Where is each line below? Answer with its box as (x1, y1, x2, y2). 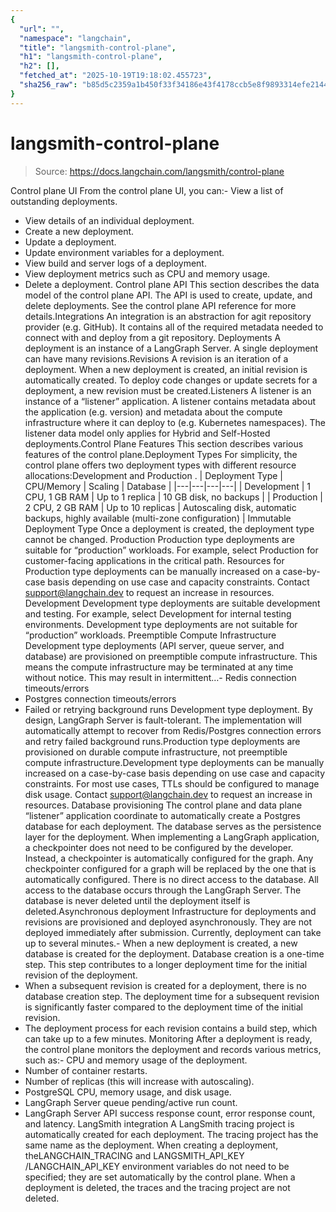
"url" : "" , (19, 24, 65, 34)
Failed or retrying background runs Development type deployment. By (24, 703, 313, 715)
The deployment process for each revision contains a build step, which (24, 1022, 318, 1034)
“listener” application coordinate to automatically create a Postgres (24, 809, 301, 821)
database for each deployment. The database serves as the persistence (24, 820, 322, 832)
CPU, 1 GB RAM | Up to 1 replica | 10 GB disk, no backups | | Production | (24, 491, 324, 503)
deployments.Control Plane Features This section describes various (24, 437, 304, 450)
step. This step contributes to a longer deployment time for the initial (24, 958, 308, 970)
